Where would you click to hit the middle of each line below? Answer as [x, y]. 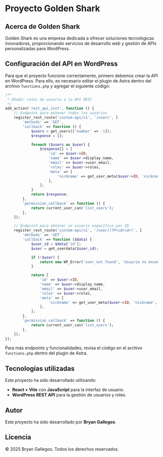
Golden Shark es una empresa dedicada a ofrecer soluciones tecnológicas [80, 38]
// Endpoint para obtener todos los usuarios [61, 113]
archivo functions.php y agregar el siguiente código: [57, 86]
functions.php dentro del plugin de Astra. [46, 353]
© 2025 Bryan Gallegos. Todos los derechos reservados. [62, 449]
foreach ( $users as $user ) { [60, 144]
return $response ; [49, 195]
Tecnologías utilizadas [40, 368]
